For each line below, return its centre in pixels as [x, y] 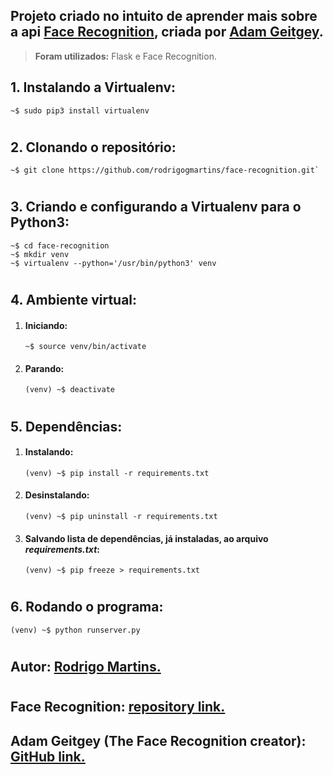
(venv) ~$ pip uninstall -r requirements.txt [121, 517]
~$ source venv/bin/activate [85, 347]
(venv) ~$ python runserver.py [75, 630]
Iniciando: [46, 325]
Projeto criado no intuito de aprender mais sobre [164, 16]
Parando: [44, 368]
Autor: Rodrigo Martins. [86, 667]
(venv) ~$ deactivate [69, 390]
